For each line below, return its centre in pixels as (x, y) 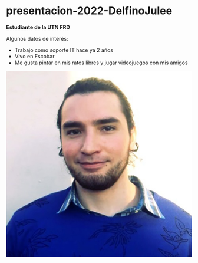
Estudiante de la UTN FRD (38, 27)
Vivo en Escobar (34, 56)
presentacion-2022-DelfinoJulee (89, 11)
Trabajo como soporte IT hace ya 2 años (64, 50)
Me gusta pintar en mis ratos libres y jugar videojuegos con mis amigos (101, 63)
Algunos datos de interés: (37, 38)
